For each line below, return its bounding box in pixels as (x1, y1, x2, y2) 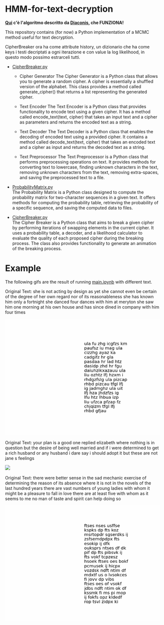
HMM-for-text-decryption (5, 3, 114, 15)
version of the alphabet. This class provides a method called (19, 83, 141, 89)
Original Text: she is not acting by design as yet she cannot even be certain (5, 288, 157, 294)
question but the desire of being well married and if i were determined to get (5, 445, 159, 451)
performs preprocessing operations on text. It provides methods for (19, 159, 156, 165)
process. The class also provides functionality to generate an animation (12, 240, 157, 246)
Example (5, 263, 41, 274)
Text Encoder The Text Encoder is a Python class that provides (19, 103, 146, 109)
